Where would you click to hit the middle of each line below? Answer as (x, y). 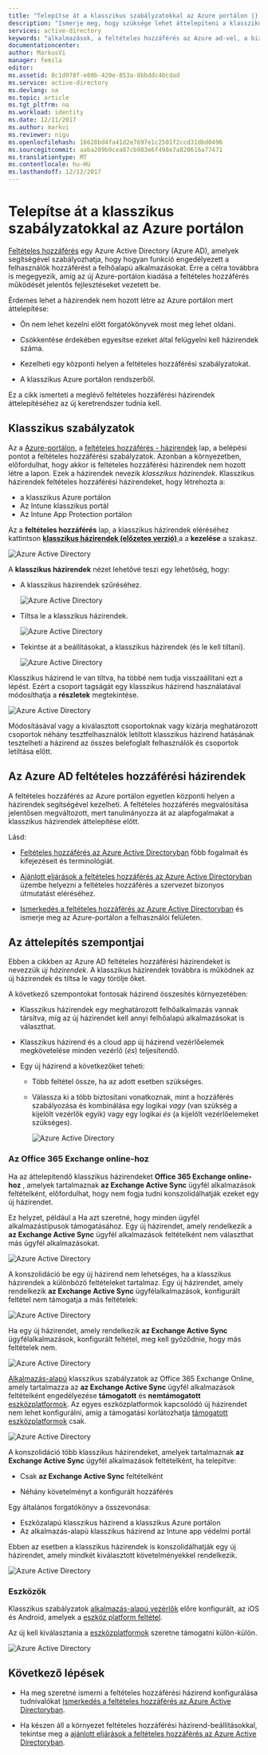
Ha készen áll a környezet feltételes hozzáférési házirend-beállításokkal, (138, 1725)
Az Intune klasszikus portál (64, 506)
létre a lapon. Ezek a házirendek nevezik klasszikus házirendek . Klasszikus (132, 473)
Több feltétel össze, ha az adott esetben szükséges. (117, 1082)
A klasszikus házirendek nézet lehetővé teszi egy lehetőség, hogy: (119, 569)
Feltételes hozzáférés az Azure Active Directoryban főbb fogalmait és (134, 852)
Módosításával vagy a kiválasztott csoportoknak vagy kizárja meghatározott (133, 726)
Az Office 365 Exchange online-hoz (79, 1159)
